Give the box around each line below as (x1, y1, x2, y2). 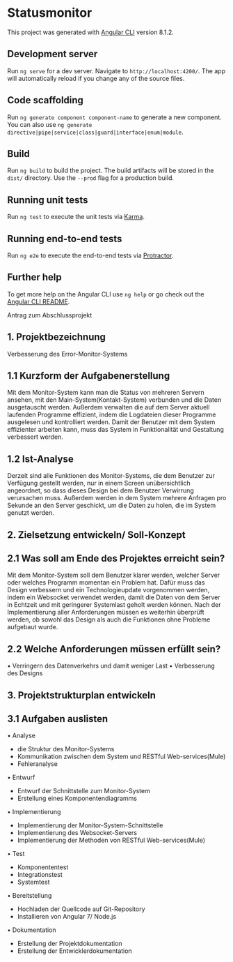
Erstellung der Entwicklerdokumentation (17, 947, 132, 955)
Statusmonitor (7, 5, 93, 21)
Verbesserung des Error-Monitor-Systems (7, 350, 128, 358)
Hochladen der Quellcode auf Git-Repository (17, 905, 145, 913)
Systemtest (17, 878, 50, 887)
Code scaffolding (7, 94, 83, 106)
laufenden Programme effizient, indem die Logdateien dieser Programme (7, 410, 216, 419)
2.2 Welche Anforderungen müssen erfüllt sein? (7, 643, 221, 655)
